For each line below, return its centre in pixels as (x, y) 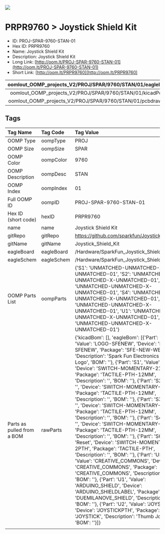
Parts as (17, 423)
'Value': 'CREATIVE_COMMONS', (112, 460)
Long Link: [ (24, 62)
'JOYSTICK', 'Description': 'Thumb (114, 516)
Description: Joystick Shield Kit (44, 56)
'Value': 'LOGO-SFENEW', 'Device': (116, 343)
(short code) (22, 220)
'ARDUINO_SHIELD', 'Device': (109, 485)
